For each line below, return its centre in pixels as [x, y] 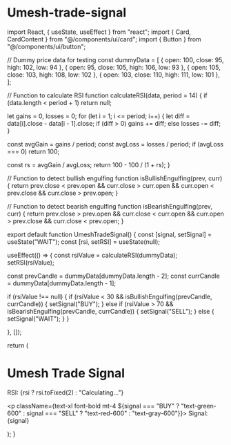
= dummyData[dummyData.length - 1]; [61, 283]
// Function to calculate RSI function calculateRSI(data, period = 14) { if [108, 95]
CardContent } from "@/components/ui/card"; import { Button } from [104, 39]
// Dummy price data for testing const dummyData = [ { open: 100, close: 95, [115, 59]
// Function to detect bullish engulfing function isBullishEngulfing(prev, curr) [115, 178]
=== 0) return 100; [33, 151]
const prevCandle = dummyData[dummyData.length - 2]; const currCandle [114, 276]
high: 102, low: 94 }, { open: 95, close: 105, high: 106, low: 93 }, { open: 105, [114, 67]
